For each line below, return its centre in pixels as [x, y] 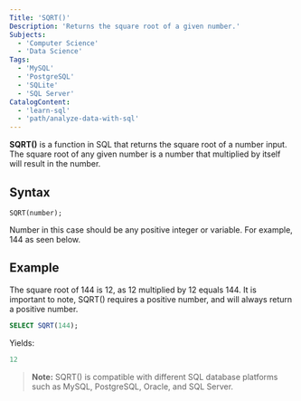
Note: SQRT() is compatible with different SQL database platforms [155, 377]
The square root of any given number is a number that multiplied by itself [145, 154]
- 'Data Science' [50, 52]
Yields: [22, 343]
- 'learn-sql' [44, 110]
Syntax [30, 192]
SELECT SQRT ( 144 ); [44, 325]
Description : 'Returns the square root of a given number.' [125, 26]
